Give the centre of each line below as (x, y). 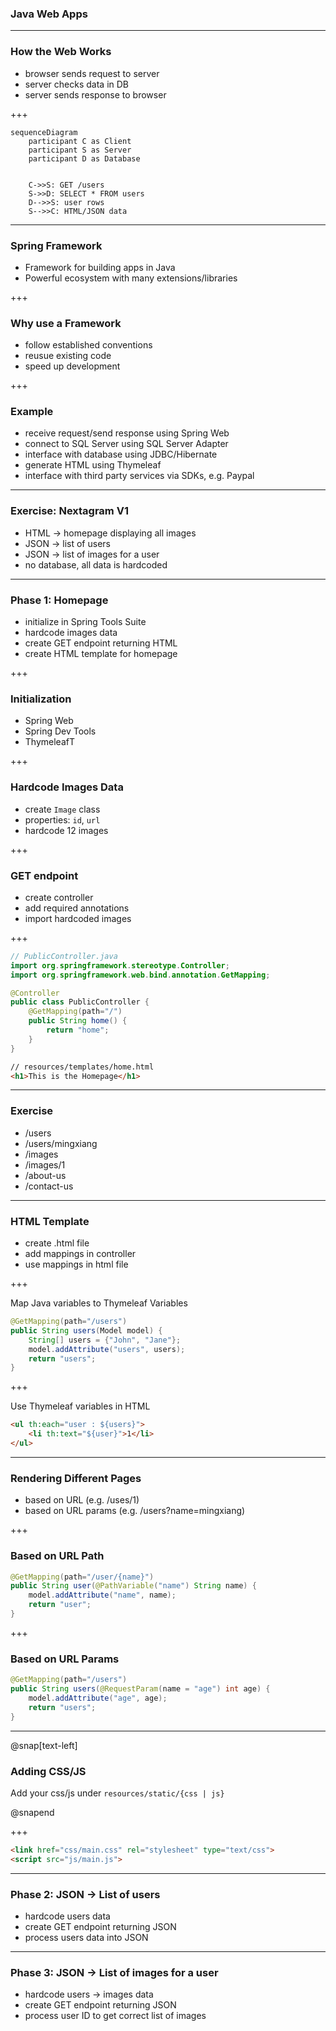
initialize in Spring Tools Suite (85, 622)
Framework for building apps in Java (100, 267)
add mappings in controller (80, 1254)
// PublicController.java (64, 956)
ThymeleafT (49, 742)
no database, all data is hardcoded (96, 564)
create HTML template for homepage (101, 654)
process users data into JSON (86, 1937)
